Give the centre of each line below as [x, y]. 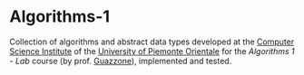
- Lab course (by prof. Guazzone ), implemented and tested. [121, 61]
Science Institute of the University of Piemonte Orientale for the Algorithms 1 [152, 51]
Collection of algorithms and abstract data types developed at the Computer [152, 42]
